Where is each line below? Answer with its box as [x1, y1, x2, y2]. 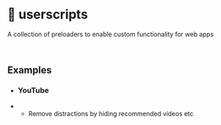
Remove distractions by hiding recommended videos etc [28, 109, 194, 118]
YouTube [17, 85, 50, 95]
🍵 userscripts [7, 6, 88, 23]
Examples [7, 64, 52, 77]
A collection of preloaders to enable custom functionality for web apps [7, 30, 215, 38]
